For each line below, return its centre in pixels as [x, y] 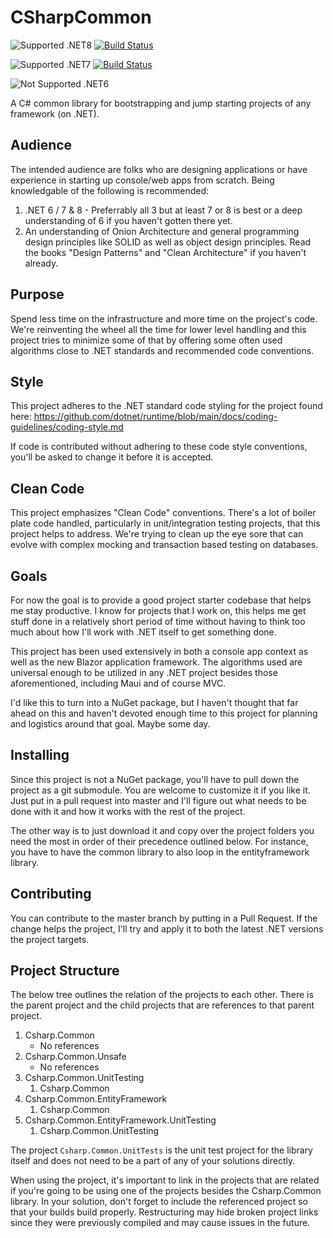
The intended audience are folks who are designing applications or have [159, 169]
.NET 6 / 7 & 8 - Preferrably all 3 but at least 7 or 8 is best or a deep [163, 210]
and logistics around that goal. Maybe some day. [110, 724]
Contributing [51, 894]
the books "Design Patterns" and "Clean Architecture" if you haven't [165, 252]
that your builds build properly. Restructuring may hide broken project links [164, 1212]
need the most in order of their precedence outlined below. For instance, [159, 841]
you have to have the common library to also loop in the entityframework [160, 852]
